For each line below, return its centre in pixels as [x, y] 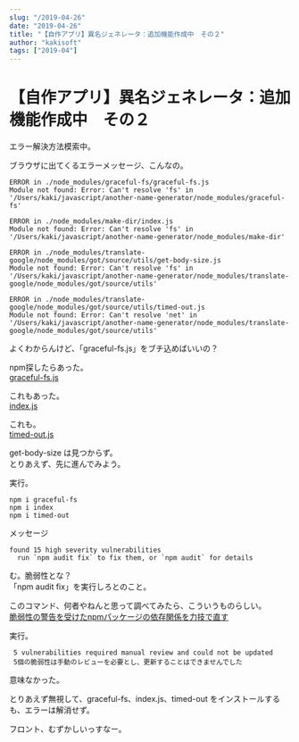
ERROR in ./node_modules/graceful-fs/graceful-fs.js [109, 183]
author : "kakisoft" [46, 42]
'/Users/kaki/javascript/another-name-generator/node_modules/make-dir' [147, 238]
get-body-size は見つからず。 [63, 453]
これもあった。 [37, 396]
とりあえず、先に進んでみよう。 [67, 464]
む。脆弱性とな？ [41, 576]
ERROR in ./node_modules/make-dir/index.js [91, 221]
